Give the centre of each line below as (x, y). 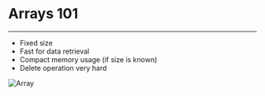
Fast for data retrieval (54, 51)
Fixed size (36, 42)
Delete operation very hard (63, 68)
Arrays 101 (43, 14)
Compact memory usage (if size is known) (88, 59)
